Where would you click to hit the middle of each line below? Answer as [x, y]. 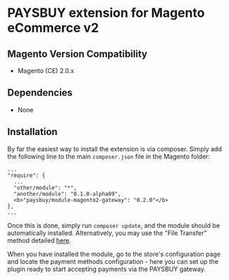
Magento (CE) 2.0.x [46, 71]
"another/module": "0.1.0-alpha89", [67, 194]
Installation [32, 132]
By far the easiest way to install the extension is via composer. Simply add [114, 148]
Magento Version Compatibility [78, 54]
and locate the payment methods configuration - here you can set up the [113, 261]
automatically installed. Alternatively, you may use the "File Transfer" [107, 233]
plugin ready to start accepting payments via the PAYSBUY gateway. [107, 269]
